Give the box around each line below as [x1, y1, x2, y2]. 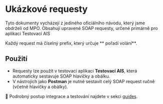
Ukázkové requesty [5, 3, 88, 15]
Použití [5, 55, 27, 63]
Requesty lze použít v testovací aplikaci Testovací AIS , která [12, 68, 137, 74]
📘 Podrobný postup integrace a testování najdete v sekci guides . [5, 93, 138, 99]
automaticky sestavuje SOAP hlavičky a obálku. [12, 73, 110, 79]
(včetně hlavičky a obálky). [12, 84, 68, 90]
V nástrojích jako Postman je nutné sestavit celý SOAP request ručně [12, 78, 155, 84]
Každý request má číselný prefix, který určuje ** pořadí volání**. [5, 40, 137, 46]
